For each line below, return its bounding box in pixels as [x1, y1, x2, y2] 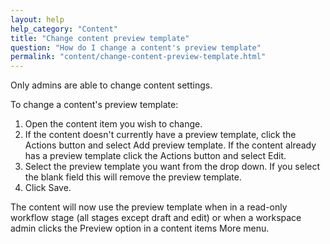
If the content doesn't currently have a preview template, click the [24, 129, 297, 141]
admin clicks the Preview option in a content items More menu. [10, 222, 270, 235]
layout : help [10, 14, 65, 25]
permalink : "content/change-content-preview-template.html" [10, 52, 267, 62]
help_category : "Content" [10, 24, 118, 34]
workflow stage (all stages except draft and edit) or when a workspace [10, 212, 302, 224]
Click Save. [24, 182, 72, 194]
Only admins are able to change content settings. [10, 79, 213, 91]
